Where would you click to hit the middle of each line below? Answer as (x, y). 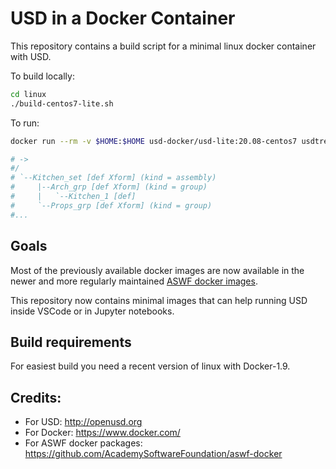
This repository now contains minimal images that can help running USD (159, 300)
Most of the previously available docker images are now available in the (157, 270)
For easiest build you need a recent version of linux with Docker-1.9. (150, 366)
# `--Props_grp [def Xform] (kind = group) (111, 205)
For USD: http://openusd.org (83, 422)
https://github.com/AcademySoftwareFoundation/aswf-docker (153, 454)
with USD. (31, 56)
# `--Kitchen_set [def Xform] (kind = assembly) (113, 178)
